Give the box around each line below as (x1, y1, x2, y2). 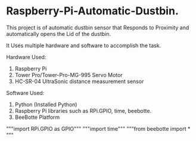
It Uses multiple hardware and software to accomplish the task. (6, 42, 161, 49)
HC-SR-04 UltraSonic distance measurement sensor (14, 78, 144, 85)
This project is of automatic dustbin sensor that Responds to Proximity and (6, 24, 189, 31)
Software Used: (6, 89, 45, 96)
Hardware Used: (6, 53, 46, 60)
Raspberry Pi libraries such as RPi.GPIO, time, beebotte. (14, 107, 152, 114)
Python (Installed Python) (14, 100, 77, 108)
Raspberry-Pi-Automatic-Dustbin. (6, 4, 179, 18)
